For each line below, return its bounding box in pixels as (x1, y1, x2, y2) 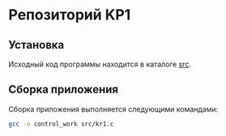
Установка (8, 38, 65, 52)
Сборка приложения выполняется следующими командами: (8, 104, 219, 114)
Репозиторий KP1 (8, 6, 131, 24)
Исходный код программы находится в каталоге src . (8, 59, 192, 69)
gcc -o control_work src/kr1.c (8, 120, 114, 128)
